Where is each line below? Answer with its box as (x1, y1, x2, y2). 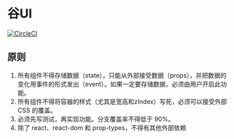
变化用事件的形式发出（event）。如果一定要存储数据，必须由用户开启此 (17, 80, 221, 88)
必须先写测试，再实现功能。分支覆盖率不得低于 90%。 (17, 115, 174, 123)
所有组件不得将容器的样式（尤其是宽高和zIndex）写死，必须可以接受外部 (17, 97, 228, 105)
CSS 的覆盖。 (17, 105, 57, 115)
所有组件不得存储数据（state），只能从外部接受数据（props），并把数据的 (17, 71, 227, 80)
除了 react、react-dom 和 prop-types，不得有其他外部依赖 (17, 123, 187, 132)
